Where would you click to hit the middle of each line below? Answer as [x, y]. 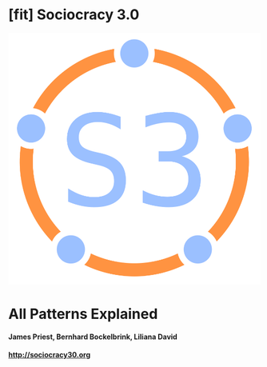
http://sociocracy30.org [50, 355]
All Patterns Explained [83, 314]
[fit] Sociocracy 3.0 [74, 15]
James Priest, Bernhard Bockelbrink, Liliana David [93, 337]
